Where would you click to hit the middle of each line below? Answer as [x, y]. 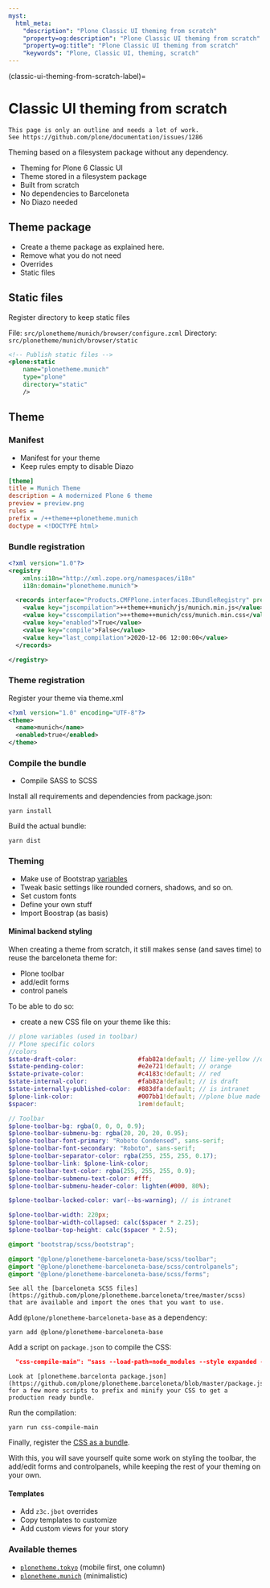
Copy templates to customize [68, 1520]
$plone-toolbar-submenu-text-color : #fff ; [80, 1178]
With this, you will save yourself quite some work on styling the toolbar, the [133, 1458]
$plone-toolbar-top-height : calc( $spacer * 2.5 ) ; [93, 1230]
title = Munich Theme [45, 488]
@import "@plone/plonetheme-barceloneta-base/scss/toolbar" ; [113, 1259]
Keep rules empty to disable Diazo [77, 466]
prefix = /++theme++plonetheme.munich [73, 518]
